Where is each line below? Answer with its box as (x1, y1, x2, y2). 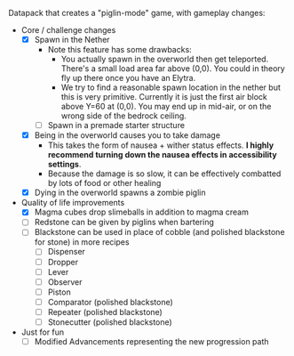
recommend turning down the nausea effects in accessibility (47, 150, 277, 160)
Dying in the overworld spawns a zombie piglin (34, 187, 206, 198)
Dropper (47, 256, 79, 267)
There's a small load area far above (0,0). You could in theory (60, 63, 285, 74)
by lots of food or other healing (47, 178, 162, 189)
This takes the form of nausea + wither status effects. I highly (47, 140, 274, 150)
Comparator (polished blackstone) (47, 296, 174, 307)
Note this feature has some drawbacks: (47, 44, 192, 55)
